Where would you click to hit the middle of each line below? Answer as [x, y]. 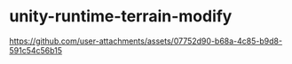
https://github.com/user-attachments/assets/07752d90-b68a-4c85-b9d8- [146, 41]
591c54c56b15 [36, 50]
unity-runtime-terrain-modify [121, 16]
